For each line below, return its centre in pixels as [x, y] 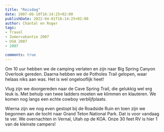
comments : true [21, 55]
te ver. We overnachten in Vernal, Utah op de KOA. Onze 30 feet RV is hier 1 [81, 119]
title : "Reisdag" [23, 10]
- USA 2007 [16, 42]
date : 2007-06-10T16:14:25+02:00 [39, 14]
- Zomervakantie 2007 [27, 37]
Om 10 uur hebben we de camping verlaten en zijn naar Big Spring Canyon [80, 68]
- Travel [14, 32]
